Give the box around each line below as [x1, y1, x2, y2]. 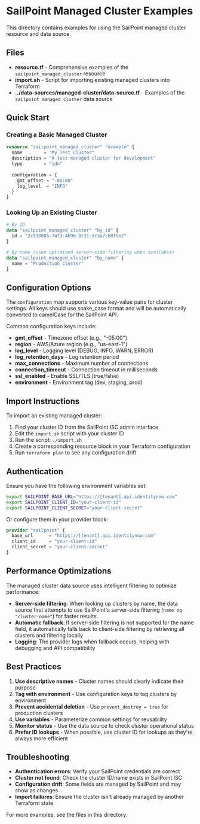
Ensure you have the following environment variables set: [6, 482, 147, 489]
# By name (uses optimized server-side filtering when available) [6, 249, 175, 255]
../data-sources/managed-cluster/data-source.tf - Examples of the [14, 88, 185, 96]
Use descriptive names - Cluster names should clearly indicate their [14, 677, 184, 685]
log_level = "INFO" [17, 183, 68, 189]
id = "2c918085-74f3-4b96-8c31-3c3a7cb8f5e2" [11, 233, 127, 239]
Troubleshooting [6, 752, 70, 762]
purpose [14, 683, 36, 691]
